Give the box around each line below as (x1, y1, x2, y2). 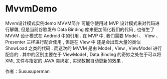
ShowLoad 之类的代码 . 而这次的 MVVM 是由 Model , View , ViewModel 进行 (5, 45, 162, 51)
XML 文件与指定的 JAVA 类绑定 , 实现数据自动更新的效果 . (5, 57, 124, 63)
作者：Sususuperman (5, 68, 50, 74)
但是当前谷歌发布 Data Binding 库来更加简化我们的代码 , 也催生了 (21, 26, 154, 32)
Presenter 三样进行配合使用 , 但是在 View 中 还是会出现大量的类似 (5, 38, 141, 45)
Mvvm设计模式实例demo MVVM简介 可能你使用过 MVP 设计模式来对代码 (5, 20, 155, 26)
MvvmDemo (5, 3, 58, 14)
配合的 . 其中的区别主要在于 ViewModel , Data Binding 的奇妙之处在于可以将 (5, 51, 161, 57)
